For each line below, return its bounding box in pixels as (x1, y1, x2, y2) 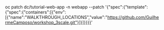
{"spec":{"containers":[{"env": (5, 9, 66, 15)
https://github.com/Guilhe (107, 15, 160, 20)
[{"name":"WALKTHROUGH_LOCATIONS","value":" (5, 15, 108, 20)
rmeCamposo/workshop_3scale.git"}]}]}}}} (5, 19, 91, 25)
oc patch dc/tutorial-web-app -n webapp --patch (5, 4, 104, 10)
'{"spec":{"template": (105, 4, 148, 10)
